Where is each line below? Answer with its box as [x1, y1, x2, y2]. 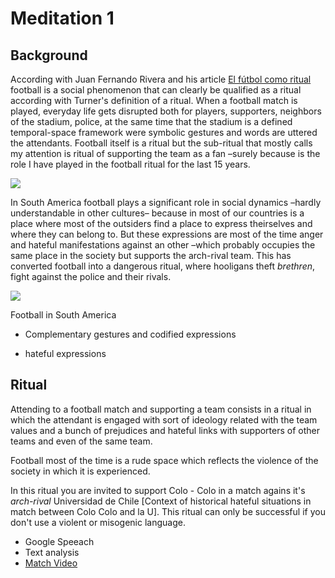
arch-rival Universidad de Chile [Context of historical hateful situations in [10, 495, 312, 507]
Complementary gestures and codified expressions [24, 328, 237, 340]
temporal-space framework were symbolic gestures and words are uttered [10, 127, 318, 138]
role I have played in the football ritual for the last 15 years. [10, 158, 251, 170]
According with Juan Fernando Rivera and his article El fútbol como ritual [10, 73, 312, 85]
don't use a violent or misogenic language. [10, 516, 186, 528]
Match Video [24, 557, 78, 569]
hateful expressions [24, 348, 107, 359]
